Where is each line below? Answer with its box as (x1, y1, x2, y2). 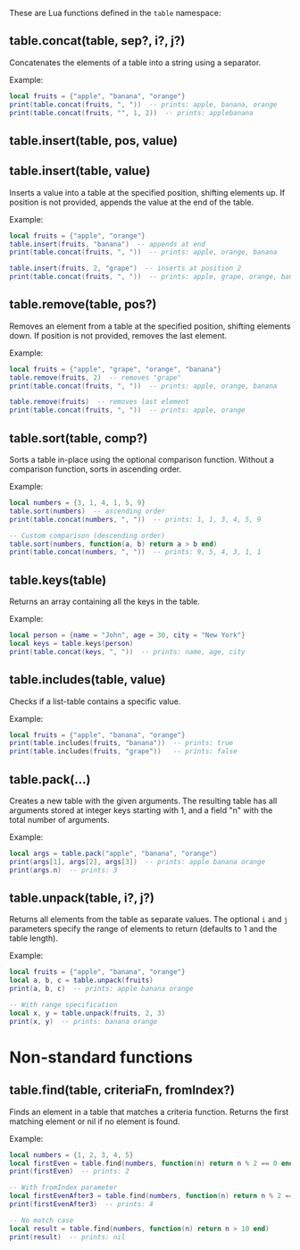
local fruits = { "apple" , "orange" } (9, 231, 146, 240)
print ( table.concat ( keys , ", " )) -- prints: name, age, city (9, 647, 246, 656)
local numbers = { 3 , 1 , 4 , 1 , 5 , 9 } (9, 499, 146, 508)
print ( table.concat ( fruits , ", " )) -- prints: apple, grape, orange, (9, 273, 278, 281)
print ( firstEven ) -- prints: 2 (9, 1167, 129, 1176)
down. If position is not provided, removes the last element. (9, 330, 228, 340)
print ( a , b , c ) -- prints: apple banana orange (9, 985, 194, 994)
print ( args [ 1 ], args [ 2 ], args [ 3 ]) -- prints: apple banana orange (9, 857, 266, 866)
